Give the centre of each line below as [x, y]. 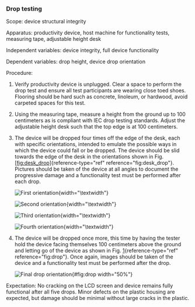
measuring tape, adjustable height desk [53, 39]
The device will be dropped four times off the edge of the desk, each [97, 138]
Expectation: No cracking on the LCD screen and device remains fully [90, 286]
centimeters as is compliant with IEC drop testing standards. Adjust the [100, 120]
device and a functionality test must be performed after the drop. [93, 263]
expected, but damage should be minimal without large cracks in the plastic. [98, 298]
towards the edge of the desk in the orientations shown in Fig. [89, 157]
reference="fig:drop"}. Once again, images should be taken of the [94, 257]
